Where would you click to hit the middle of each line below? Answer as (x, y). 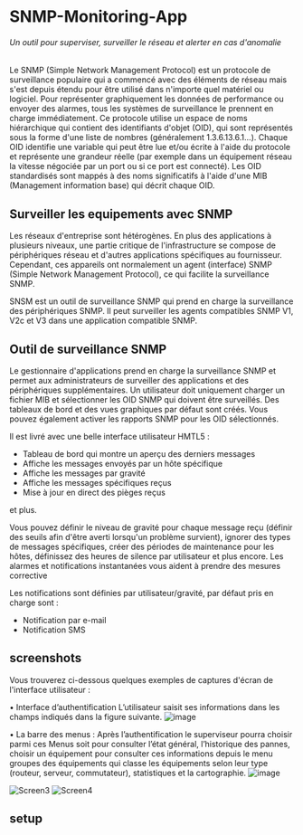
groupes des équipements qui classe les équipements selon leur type (139, 763)
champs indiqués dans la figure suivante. (86, 716)
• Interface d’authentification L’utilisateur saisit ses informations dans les (145, 707)
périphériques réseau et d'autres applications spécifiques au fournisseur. (146, 255)
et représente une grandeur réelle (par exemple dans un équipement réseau (151, 157)
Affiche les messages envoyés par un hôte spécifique (123, 464)
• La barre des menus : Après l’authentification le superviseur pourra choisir (151, 734)
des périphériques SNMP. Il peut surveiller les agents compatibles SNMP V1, (151, 311)
